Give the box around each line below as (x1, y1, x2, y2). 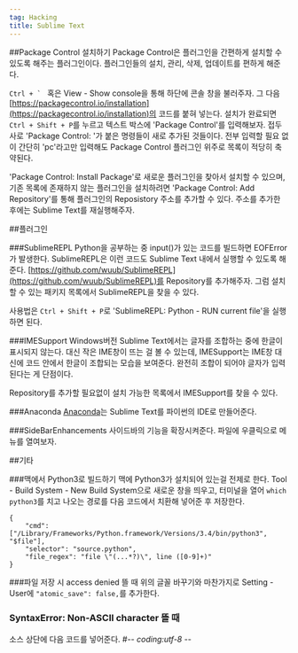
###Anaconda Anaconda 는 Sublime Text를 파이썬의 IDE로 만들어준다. (9, 406, 257, 416)
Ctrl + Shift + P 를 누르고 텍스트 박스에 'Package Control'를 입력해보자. (9, 119, 266, 129)
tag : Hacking (9, 12, 58, 22)
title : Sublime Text (9, 21, 86, 30)
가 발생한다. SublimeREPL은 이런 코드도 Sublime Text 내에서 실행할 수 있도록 (9, 253, 278, 264)
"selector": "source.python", (25, 544, 137, 554)
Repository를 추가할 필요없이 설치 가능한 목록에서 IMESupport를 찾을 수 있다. (9, 387, 278, 398)
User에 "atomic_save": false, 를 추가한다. (9, 587, 160, 598)
